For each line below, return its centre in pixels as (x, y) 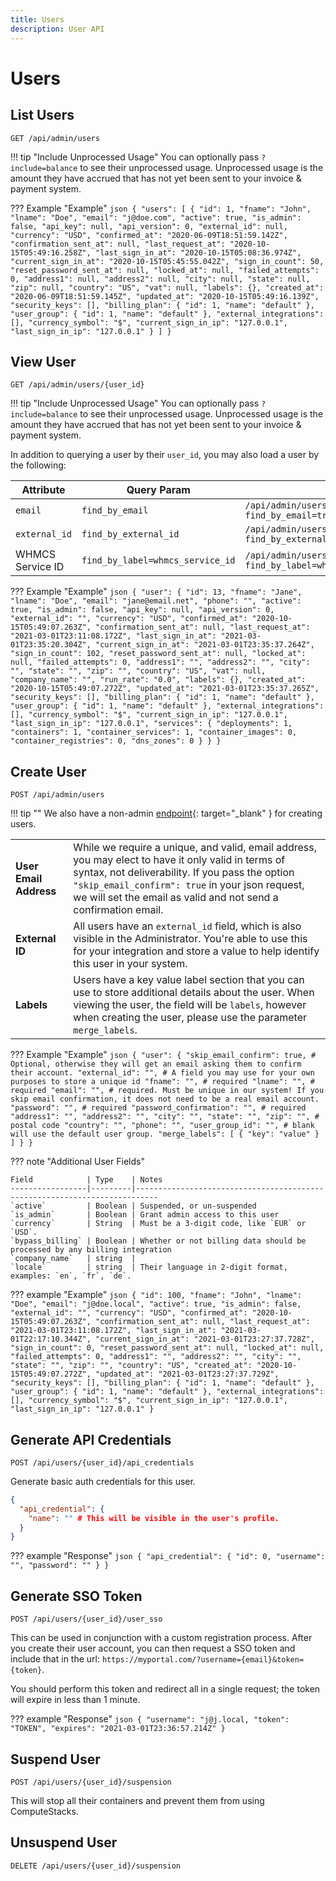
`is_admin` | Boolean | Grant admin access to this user (145, 1215)
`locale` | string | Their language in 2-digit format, (149, 1267)
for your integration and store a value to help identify (196, 951)
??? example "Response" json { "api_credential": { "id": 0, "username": (168, 1556)
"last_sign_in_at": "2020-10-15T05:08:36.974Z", (198, 252)
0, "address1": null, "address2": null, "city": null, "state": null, (160, 279)
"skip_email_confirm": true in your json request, (189, 885)
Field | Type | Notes (86, 1180)
